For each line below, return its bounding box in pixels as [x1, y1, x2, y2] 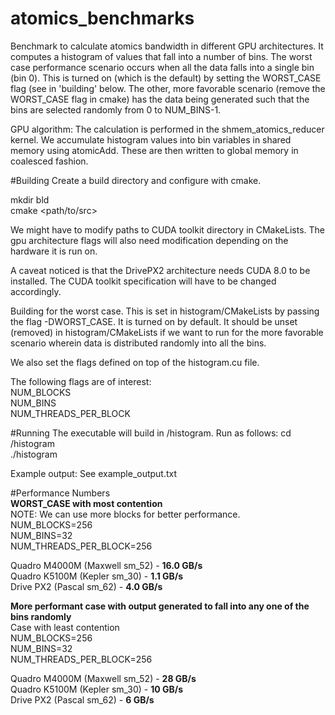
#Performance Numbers [10, 487, 111, 499]
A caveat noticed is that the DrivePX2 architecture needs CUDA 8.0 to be [10, 264, 311, 276]
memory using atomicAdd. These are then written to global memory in [10, 144, 299, 156]
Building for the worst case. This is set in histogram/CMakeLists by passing [10, 305, 320, 317]
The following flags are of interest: [10, 375, 152, 387]
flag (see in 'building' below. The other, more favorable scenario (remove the [10, 82, 326, 94]
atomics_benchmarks [10, 7, 195, 30]
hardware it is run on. [10, 245, 98, 257]
